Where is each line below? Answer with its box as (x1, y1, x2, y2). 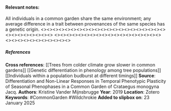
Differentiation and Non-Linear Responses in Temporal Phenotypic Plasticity (5, 78, 166, 84)
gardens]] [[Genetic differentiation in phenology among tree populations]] (5, 67, 161, 74)
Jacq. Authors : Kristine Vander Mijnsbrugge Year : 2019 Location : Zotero (5, 89, 160, 95)
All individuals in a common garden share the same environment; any (5, 15, 151, 21)
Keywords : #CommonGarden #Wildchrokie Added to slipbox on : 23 (5, 95, 150, 101)
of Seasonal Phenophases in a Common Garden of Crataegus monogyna (5, 83, 159, 90)
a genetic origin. (5, 26, 40, 33)
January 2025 (5, 100, 35, 106)
